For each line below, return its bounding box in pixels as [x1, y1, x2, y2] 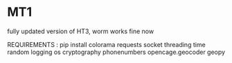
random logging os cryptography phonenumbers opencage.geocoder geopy [7, 48, 226, 56]
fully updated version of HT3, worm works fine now [7, 27, 154, 35]
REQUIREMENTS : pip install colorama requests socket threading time [7, 40, 206, 48]
